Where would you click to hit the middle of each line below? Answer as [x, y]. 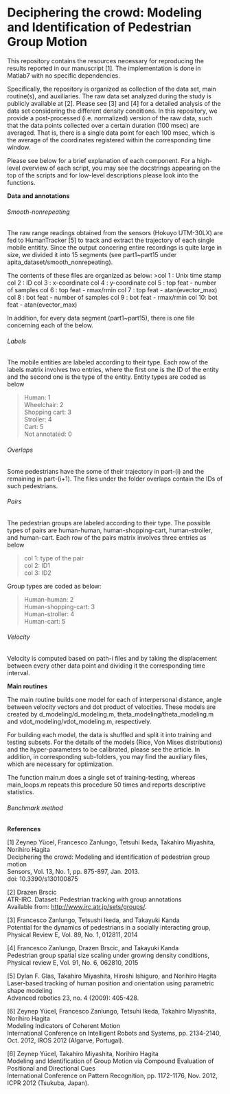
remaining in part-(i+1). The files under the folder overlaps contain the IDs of [115, 479]
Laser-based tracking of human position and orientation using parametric [111, 983]
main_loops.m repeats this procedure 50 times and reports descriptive [106, 785]
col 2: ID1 [37, 565]
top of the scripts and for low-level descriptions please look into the [103, 175]
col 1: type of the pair [54, 558]
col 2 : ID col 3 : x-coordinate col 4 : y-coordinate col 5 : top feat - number [112, 283]
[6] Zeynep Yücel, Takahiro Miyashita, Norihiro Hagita [83, 1054]
